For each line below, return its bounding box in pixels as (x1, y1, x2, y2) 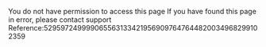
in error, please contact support (8, 15, 112, 24)
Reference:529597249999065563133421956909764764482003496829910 (8, 23, 258, 32)
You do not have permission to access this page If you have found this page (8, 7, 256, 16)
